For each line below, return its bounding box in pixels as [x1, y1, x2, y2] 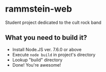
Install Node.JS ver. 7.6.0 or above [12, 46, 82, 52]
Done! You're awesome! [12, 62, 61, 68]
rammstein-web [5, 3, 72, 15]
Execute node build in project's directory [12, 52, 96, 57]
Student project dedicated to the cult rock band [5, 19, 102, 25]
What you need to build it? [5, 34, 87, 42]
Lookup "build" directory [12, 57, 63, 63]
